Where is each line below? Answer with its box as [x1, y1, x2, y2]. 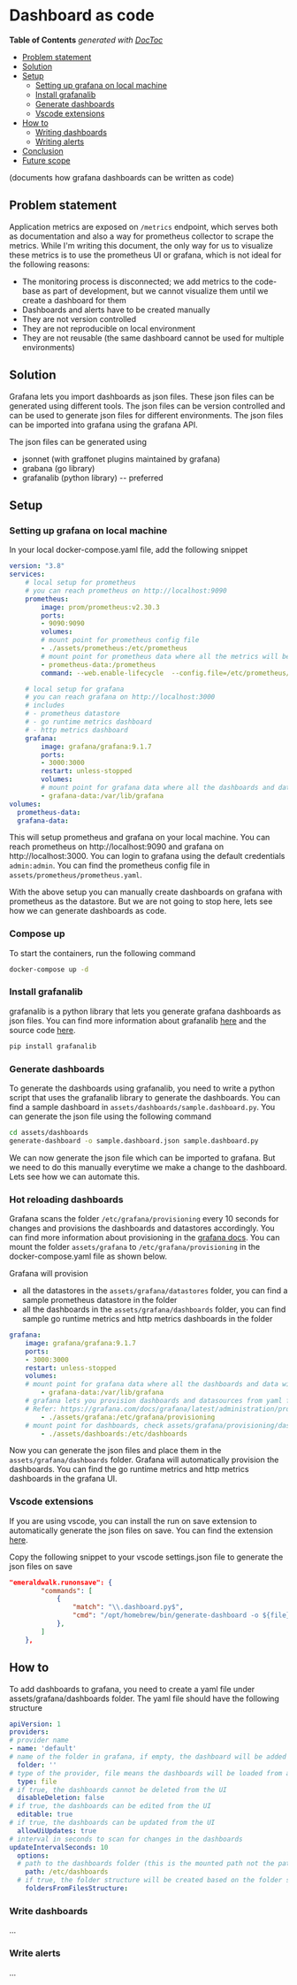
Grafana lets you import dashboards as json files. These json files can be [9, 391, 275, 402]
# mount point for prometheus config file [41, 636, 200, 645]
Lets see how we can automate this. [9, 1171, 141, 1182]
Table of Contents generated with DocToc [9, 34, 164, 45]
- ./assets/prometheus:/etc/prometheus [41, 644, 188, 653]
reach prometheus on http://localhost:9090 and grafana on [9, 841, 224, 852]
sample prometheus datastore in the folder [21, 1295, 178, 1306]
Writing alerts [34, 136, 85, 147]
